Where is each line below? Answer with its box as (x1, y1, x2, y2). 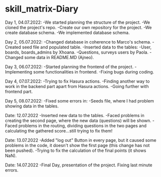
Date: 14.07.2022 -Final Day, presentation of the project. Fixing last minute (5, 162, 152, 168)
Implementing (5, 69, 32, 74)
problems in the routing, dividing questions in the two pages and (18, 122, 146, 129)
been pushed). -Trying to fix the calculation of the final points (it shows (5, 147, 146, 153)
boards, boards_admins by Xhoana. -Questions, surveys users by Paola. (5, 49, 149, 55)
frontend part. (5, 88, 33, 94)
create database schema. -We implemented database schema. (5, 29, 130, 35)
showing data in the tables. (5, 103, 59, 109)
